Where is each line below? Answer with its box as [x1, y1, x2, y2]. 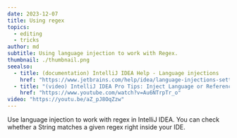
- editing [13, 30, 42, 38]
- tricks [13, 37, 39, 44]
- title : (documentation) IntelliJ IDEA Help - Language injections [13, 69, 219, 76]
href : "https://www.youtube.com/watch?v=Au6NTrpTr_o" [20, 89, 181, 96]
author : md [7, 43, 39, 50]
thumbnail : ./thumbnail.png [7, 57, 90, 64]
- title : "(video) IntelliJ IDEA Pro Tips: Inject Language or [13, 83, 203, 90]
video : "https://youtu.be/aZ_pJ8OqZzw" [7, 96, 125, 103]
